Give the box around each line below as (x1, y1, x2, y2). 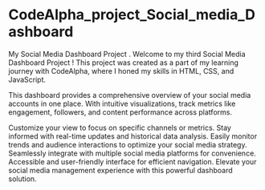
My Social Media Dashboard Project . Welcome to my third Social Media (8, 49, 247, 59)
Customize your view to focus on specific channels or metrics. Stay (8, 123, 231, 132)
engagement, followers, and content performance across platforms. (8, 107, 233, 117)
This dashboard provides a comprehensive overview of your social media (8, 90, 251, 99)
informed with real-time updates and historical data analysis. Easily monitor (8, 131, 258, 141)
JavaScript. (8, 75, 47, 84)
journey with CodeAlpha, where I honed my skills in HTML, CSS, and (8, 66, 234, 75)
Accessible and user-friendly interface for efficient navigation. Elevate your (8, 156, 257, 166)
